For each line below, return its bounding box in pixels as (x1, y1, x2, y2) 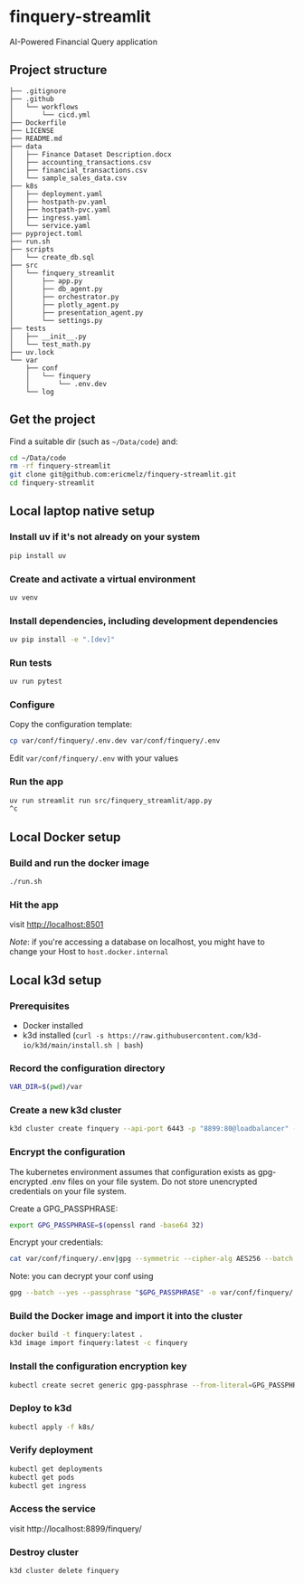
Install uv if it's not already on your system (9, 531, 201, 544)
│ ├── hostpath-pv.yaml (9, 197, 107, 206)
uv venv (9, 593, 39, 602)
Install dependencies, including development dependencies (9, 614, 279, 627)
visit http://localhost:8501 (9, 919, 104, 930)
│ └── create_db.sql (9, 252, 95, 261)
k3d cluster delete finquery (9, 1567, 119, 1576)
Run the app (9, 775, 63, 788)
